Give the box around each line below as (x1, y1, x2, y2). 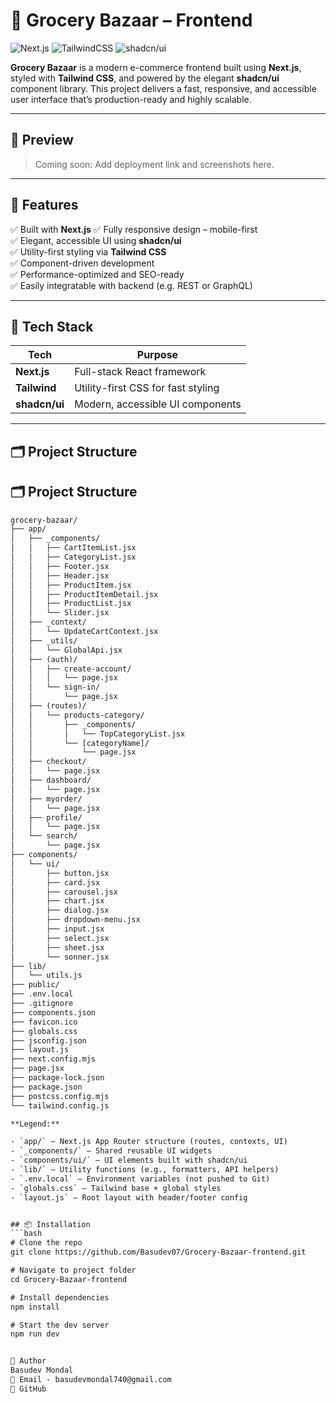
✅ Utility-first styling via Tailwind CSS (10, 245, 167, 258)
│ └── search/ (10, 831, 78, 841)
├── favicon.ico (10, 1017, 78, 1027)
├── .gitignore (10, 999, 74, 1009)
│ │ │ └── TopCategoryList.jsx (10, 729, 186, 739)
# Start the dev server (10, 1320, 110, 1330)
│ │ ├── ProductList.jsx (10, 599, 132, 609)
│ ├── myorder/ (10, 794, 83, 804)
